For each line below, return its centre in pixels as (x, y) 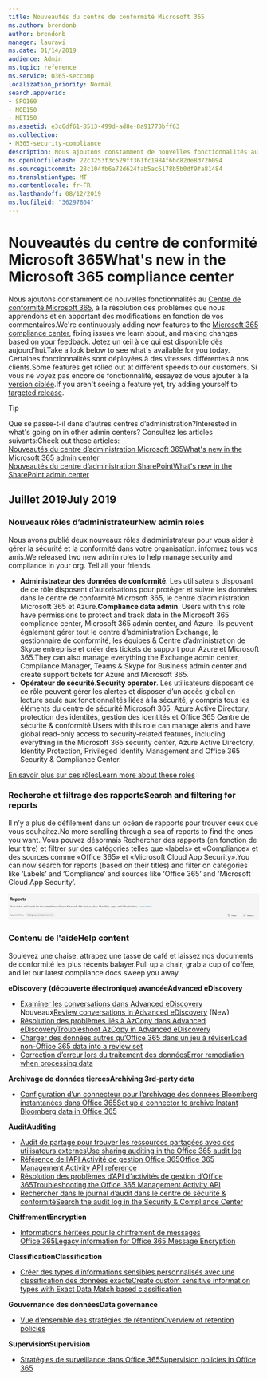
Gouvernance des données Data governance (83, 1304)
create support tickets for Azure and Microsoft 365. (104, 674)
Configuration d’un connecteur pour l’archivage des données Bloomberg (138, 1094)
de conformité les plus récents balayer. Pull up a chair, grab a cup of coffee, (132, 964)
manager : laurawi (37, 42)
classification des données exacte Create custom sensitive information (135, 1280)
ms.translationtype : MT (48, 177)
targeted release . (36, 393)
